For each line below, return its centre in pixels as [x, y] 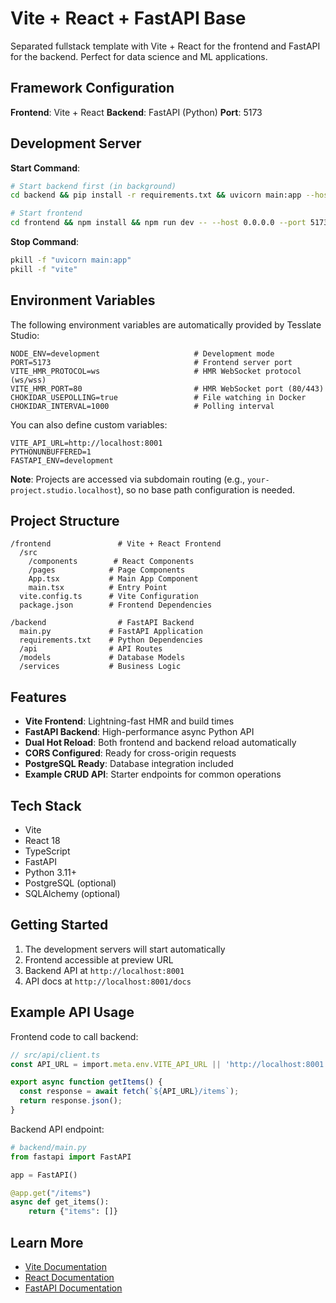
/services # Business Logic [100, 667]
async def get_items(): [60, 1202]
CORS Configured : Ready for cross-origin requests [130, 753]
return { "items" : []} [73, 1212]
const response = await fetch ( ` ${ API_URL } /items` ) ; [129, 1092]
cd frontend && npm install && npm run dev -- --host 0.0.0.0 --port [158, 223]
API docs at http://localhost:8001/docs [108, 981]
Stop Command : [45, 242]
